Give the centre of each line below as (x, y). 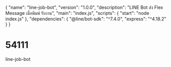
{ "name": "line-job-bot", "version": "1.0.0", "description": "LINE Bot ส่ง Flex (84, 7)
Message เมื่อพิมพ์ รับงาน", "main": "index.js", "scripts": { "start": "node (77, 13)
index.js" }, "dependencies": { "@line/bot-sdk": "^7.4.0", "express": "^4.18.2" (86, 19)
